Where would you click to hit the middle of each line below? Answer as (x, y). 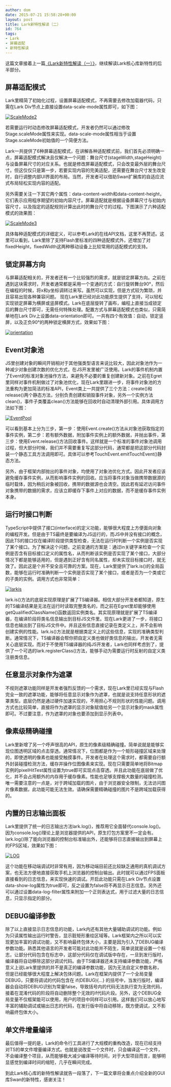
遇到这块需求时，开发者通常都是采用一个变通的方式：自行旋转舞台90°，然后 (85, 284)
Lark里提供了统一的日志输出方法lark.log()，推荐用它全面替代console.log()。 (84, 826)
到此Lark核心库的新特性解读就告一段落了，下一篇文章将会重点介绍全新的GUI (85, 1073)
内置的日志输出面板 (35, 813)
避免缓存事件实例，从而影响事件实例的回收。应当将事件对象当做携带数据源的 (85, 478)
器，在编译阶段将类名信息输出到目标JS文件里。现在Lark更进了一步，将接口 (84, 619)
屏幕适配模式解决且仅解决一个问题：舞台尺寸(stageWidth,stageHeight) (88, 158)
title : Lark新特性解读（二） (33, 24)
